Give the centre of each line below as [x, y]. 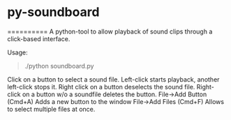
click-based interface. [39, 38]
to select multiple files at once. [51, 109]
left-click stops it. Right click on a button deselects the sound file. [101, 87]
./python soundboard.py [59, 66]
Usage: [17, 52]
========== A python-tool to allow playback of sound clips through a [110, 31]
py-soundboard [53, 12]
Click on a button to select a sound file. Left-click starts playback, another [113, 79]
